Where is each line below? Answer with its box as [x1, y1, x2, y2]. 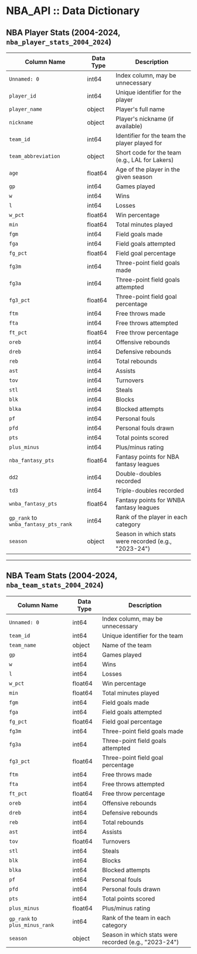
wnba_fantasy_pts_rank [9, 521, 72, 527]
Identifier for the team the [116, 132, 186, 139]
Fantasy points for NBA [116, 453, 180, 461]
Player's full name [116, 105, 165, 113]
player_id [9, 93, 36, 99]
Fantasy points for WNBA [116, 496, 185, 504]
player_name [9, 106, 43, 112]
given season [116, 173, 152, 180]
